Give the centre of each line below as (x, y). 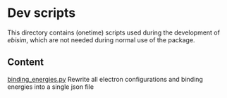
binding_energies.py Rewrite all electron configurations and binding (105, 79)
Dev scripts (42, 13)
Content (26, 62)
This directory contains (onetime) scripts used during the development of (114, 32)
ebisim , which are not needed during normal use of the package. (101, 39)
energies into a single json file (50, 87)
